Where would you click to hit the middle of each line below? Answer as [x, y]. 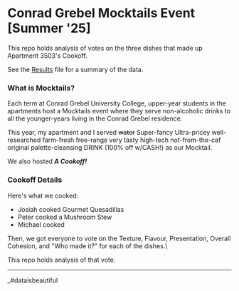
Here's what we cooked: [43, 195]
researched [24, 140]
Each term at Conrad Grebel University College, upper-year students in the [117, 103]
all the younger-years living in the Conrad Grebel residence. [95, 118]
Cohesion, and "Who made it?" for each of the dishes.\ [87, 246]
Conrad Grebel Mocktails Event [101, 13]
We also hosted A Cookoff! [47, 161]
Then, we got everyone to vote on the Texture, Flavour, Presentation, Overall [119, 238]
